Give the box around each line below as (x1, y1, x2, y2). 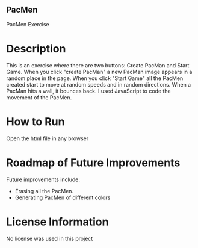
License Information (6, 215, 109, 228)
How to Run (6, 114, 65, 128)
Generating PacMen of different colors (14, 194, 111, 201)
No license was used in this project (6, 235, 93, 242)
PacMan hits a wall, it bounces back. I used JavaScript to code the (6, 87, 172, 95)
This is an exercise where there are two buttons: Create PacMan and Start (6, 61, 190, 69)
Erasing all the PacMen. (14, 187, 74, 194)
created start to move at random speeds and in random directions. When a (6, 81, 191, 88)
